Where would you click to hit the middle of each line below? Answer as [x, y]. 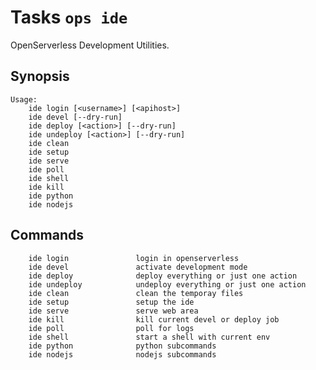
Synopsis [40, 76]
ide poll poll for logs [111, 328]
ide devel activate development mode [138, 267]
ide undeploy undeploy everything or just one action [167, 284]
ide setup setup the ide [111, 302]
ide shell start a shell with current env [149, 337]
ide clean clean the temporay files [136, 293]
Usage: [24, 99]
